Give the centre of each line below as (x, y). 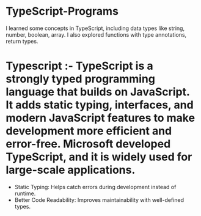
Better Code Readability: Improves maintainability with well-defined (99, 199)
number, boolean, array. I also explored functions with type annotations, (96, 34)
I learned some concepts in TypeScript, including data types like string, (95, 28)
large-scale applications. (71, 170)
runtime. (25, 193)
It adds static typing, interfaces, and (100, 105)
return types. (22, 41)
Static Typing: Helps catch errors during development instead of (95, 187)
